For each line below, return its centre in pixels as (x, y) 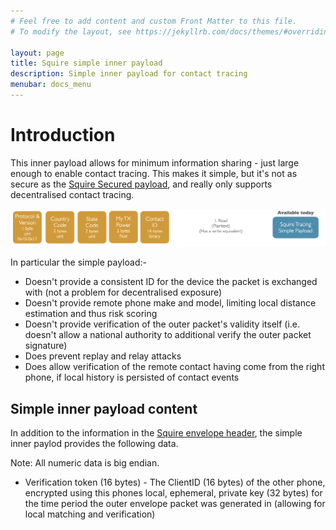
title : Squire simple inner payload (86, 63)
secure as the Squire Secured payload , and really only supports (141, 184)
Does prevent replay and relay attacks (103, 356)
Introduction (63, 135)
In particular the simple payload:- (78, 262)
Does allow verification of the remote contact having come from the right (174, 367)
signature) (46, 346)
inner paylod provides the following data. (94, 444)
